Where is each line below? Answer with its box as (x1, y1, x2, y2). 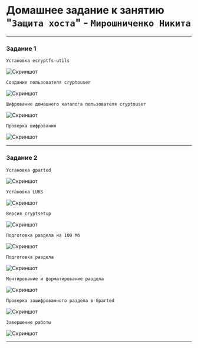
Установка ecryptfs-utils (6, 58, 70, 64)
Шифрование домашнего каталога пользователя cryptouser (6, 101, 146, 107)
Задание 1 (6, 44, 37, 52)
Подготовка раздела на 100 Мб (6, 232, 81, 238)
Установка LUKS (6, 189, 44, 195)
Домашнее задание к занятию (6, 4, 165, 17)
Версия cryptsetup (6, 211, 51, 216)
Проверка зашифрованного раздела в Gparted (6, 297, 115, 304)
